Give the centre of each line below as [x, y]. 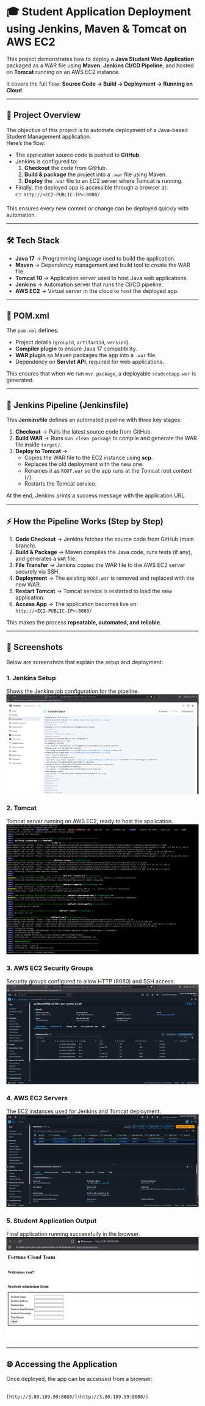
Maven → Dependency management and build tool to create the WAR [103, 265]
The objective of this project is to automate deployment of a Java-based [97, 130]
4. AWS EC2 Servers [37, 1098]
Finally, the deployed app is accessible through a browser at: [92, 187]
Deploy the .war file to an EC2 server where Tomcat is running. [103, 180]
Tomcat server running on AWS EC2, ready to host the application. [90, 821]
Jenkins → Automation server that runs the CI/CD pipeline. [89, 284]
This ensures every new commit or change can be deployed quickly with [98, 208]
